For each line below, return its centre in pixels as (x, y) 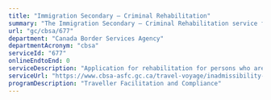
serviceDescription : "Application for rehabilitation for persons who (129, 69)
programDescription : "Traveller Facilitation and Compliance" (115, 83)
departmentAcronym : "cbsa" (54, 46)
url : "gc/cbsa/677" (41, 31)
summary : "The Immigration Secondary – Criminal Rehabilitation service (133, 23)
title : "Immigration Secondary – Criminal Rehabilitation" (110, 16)
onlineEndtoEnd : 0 (39, 61)
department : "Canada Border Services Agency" (86, 38)
